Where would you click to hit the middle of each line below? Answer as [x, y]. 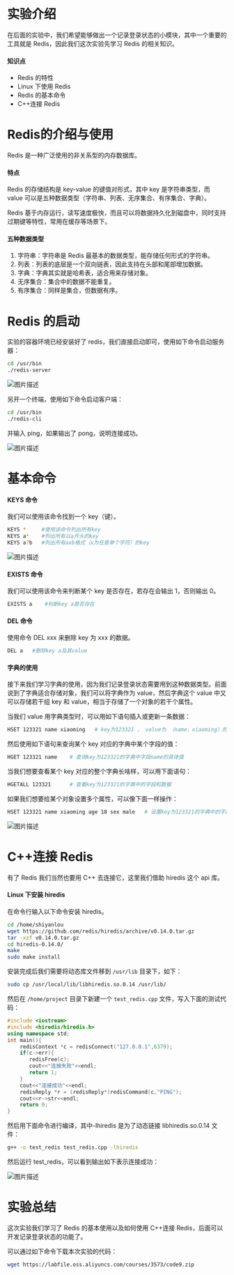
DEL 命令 [20, 620]
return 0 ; [34, 1105]
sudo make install [34, 957]
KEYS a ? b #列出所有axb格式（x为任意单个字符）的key [78, 543]
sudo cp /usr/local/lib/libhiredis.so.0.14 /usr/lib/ [87, 985]
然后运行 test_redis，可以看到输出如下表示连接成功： [83, 1162]
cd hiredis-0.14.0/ [36, 944]
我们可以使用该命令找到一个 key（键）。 [64, 517]
